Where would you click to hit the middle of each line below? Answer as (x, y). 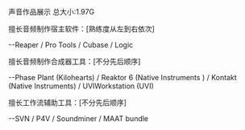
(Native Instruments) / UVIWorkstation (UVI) (81, 86)
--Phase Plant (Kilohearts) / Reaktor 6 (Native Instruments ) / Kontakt (122, 77)
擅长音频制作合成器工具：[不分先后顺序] (75, 61)
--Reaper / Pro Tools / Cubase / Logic (71, 45)
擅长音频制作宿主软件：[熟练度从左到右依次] (82, 29)
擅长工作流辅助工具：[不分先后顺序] (68, 102)
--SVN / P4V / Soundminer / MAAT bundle (79, 118)
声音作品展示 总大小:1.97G (52, 12)
